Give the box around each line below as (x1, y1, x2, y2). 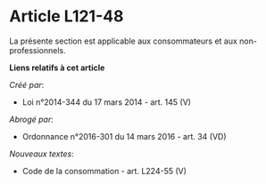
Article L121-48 (9, 6, 124, 27)
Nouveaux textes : (9, 148, 74, 159)
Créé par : (9, 79, 45, 90)
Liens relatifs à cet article (9, 62, 105, 73)
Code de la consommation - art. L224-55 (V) (21, 165, 187, 176)
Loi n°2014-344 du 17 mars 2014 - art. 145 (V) (21, 96, 192, 108)
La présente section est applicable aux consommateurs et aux (9, 36, 238, 46)
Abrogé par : (9, 114, 54, 124)
